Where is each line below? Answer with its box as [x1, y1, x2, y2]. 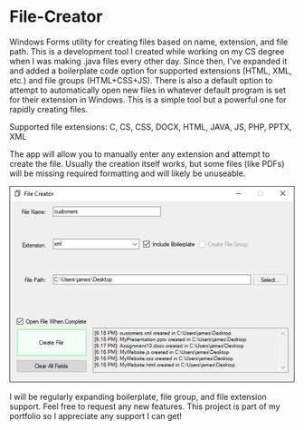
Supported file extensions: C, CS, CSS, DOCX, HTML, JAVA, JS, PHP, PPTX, [9, 121, 292, 132]
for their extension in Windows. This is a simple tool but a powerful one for [9, 93, 287, 105]
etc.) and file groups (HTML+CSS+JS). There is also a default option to [9, 74, 273, 85]
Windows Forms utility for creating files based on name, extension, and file [9, 36, 289, 47]
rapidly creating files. [9, 103, 89, 114]
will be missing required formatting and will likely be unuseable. [9, 168, 246, 179]
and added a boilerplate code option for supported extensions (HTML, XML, [9, 65, 292, 76]
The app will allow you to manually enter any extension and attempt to [9, 148, 271, 160]
